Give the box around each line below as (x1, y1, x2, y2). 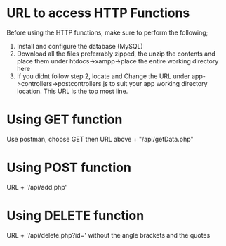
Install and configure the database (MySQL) (16, 42, 143, 50)
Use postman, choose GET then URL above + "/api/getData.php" (6, 135, 194, 143)
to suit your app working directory (109, 79, 208, 87)
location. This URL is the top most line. (16, 87, 128, 95)
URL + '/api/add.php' (6, 183, 67, 191)
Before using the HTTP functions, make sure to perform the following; (6, 28, 208, 37)
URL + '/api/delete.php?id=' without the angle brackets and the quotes (6, 230, 211, 239)
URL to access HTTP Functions (6, 5, 190, 21)
